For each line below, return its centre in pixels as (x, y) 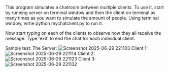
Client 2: (86, 53)
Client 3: (87, 59)
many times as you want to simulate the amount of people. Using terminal (82, 18)
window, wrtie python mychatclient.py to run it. (54, 23)
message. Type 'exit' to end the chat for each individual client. (70, 38)
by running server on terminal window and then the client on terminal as (80, 13)
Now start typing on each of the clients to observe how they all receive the (83, 33)
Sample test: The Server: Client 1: (77, 48)
